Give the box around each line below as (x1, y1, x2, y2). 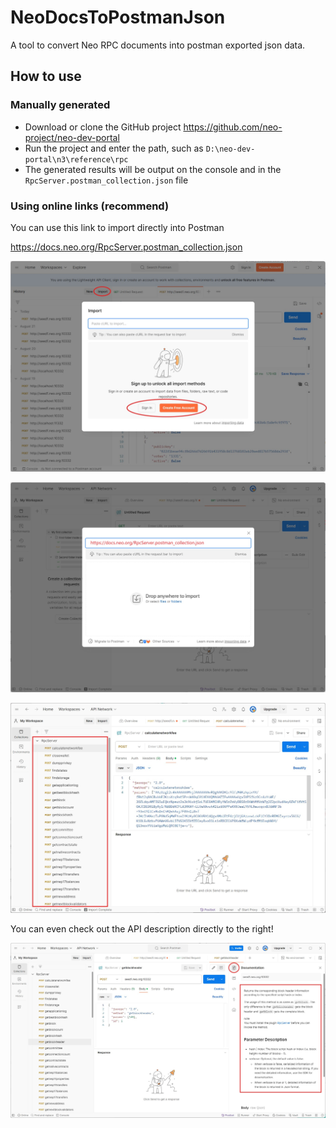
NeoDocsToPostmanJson (10, 6, 226, 29)
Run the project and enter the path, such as (24, 142, 204, 154)
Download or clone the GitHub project (24, 121, 182, 133)
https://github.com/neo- (183, 121, 283, 133)
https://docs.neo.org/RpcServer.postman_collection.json (10, 241, 243, 253)
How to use (10, 68, 82, 85)
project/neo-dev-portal (24, 131, 120, 143)
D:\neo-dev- (205, 144, 256, 154)
